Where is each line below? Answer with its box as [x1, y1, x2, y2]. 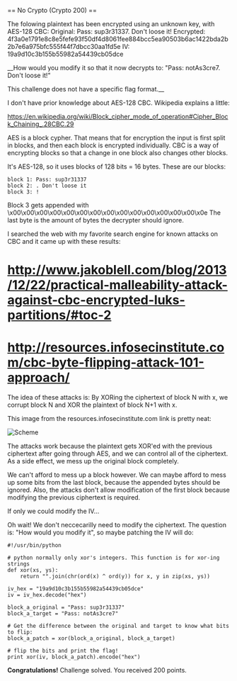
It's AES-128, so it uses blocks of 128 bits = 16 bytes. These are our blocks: [7, 162, 226, 171]
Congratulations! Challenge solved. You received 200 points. [7, 666, 187, 675]
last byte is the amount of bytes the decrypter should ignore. [7, 216, 184, 224]
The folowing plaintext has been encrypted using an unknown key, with [7, 20, 215, 28]
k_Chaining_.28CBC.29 [7, 120, 74, 128]
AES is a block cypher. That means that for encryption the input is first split [7, 134, 226, 142]
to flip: [7, 629, 33, 636]
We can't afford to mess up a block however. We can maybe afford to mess [7, 471, 226, 479]
